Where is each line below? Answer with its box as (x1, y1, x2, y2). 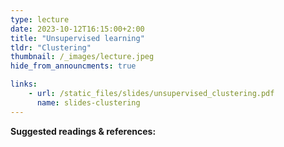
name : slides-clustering (36, 97, 141, 108)
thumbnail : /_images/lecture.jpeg (10, 52, 155, 62)
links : (10, 79, 38, 90)
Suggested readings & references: (10, 125, 157, 137)
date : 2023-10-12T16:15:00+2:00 (10, 24, 145, 34)
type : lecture (10, 14, 70, 25)
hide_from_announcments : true (10, 61, 137, 71)
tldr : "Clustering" (10, 42, 92, 53)
